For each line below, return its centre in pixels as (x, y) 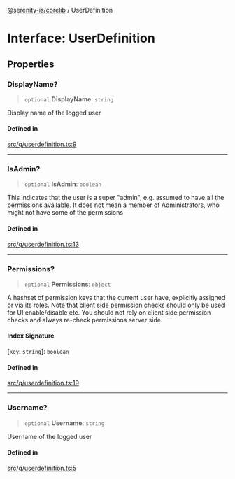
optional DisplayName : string (69, 99)
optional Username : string (64, 423)
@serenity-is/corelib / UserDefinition (60, 10)
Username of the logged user (50, 436)
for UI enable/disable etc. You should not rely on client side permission (109, 312)
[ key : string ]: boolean (38, 352)
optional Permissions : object (67, 284)
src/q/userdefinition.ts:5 (42, 468)
